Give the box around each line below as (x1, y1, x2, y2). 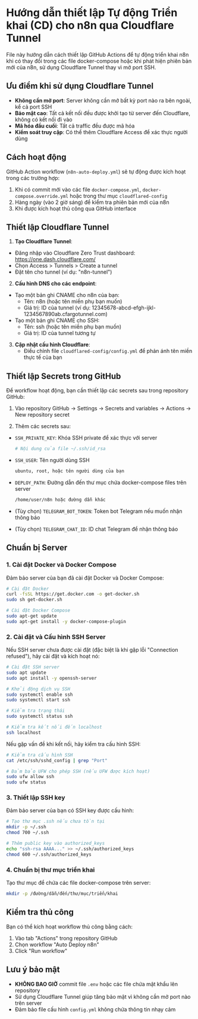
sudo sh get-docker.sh (6, 597, 62, 603)
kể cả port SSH (14, 103, 52, 110)
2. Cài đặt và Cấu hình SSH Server (6, 633, 106, 641)
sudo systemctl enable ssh (6, 692, 73, 698)
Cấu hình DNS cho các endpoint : (14, 280, 97, 287)
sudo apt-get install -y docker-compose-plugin (6, 618, 127, 624)
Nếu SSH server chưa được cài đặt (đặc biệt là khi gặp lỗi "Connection (6, 646, 178, 653)
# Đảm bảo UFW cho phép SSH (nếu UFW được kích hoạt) (6, 768, 150, 775)
